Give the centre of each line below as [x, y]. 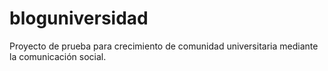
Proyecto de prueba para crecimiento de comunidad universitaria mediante [164, 46]
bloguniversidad [79, 18]
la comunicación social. [58, 56]
